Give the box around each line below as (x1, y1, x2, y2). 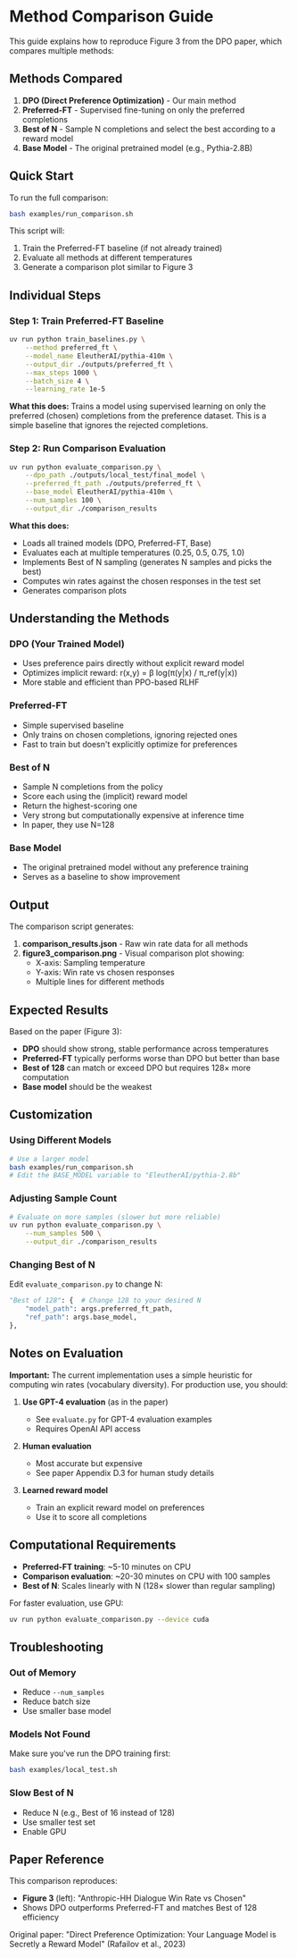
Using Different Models (9, 1134, 111, 1146)
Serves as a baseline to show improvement (21, 872, 181, 882)
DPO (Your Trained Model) (9, 637, 125, 650)
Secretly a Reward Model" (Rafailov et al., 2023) (9, 1938, 186, 1950)
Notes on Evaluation (9, 1346, 124, 1361)
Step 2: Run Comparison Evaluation (9, 443, 167, 455)
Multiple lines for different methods (35, 976, 165, 987)
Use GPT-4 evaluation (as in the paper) (21, 1397, 169, 1407)
